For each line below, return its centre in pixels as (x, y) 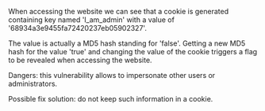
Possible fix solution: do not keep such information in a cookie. (111, 99)
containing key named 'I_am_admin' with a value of (91, 20)
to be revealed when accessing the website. (80, 60)
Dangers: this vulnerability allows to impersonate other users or (112, 75)
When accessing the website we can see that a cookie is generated (119, 11)
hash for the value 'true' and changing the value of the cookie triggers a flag (133, 52)
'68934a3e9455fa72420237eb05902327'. (77, 28)
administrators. (33, 83)
